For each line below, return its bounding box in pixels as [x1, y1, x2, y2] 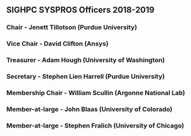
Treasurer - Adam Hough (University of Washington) [6, 56, 165, 65]
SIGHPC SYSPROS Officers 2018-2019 [6, 5, 154, 15]
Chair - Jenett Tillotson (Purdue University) [6, 23, 137, 32]
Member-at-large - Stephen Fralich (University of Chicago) [6, 121, 184, 130]
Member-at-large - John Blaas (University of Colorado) [6, 105, 173, 113]
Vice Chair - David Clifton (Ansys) [6, 40, 109, 48]
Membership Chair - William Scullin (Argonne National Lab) [6, 88, 186, 97]
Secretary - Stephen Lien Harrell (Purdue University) [6, 73, 165, 81]
